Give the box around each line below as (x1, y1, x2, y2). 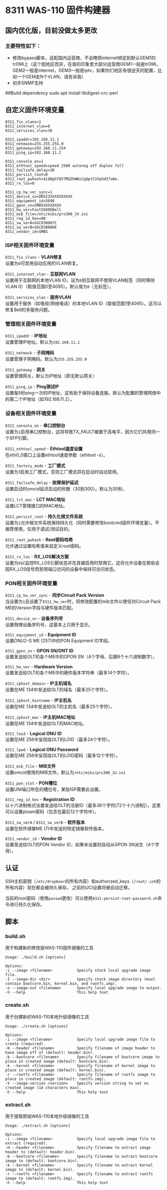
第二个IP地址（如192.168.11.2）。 (9, 396, 74, 402)
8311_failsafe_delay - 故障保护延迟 (5, 479, 79, 485)
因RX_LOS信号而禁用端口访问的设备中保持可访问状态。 (5, 566, 118, 572)
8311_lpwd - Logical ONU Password (5, 746, 78, 752)
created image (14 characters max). (5, 1085, 81, 1090)
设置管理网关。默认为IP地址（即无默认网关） (5, 373, 97, 379)
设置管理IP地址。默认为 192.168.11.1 (5, 339, 80, 345)
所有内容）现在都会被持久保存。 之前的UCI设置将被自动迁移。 (5, 884, 132, 890)
